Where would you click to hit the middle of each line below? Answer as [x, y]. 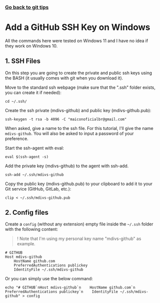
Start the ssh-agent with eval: [34, 148]
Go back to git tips [27, 7]
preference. [17, 138]
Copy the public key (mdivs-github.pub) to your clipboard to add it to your [79, 184]
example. [26, 244]
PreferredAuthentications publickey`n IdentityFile [62, 292]
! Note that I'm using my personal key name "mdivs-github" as [79, 239]
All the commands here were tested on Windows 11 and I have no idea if [77, 41]
